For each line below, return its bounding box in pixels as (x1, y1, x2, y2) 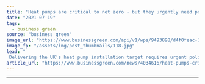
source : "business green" (6, 32, 72, 38)
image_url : (6, 37, 34, 43)
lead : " (6, 49, 26, 55)
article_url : (6, 60, 40, 66)
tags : (6, 20, 20, 26)
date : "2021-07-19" (6, 15, 56, 21)
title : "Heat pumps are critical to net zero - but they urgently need (6, 9, 192, 15)
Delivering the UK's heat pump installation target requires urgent (9, 54, 187, 60)
